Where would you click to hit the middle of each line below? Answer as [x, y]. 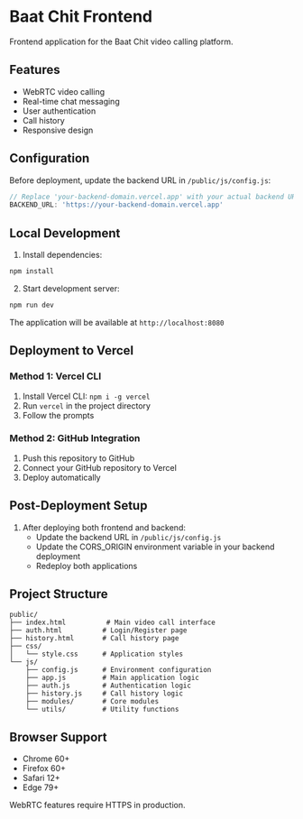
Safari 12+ [41, 778]
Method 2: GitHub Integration [75, 438]
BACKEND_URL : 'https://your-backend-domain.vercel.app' [116, 205]
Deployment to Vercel [71, 350]
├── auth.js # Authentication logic [109, 686]
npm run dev [32, 305]
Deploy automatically [61, 477]
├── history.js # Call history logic [104, 694]
